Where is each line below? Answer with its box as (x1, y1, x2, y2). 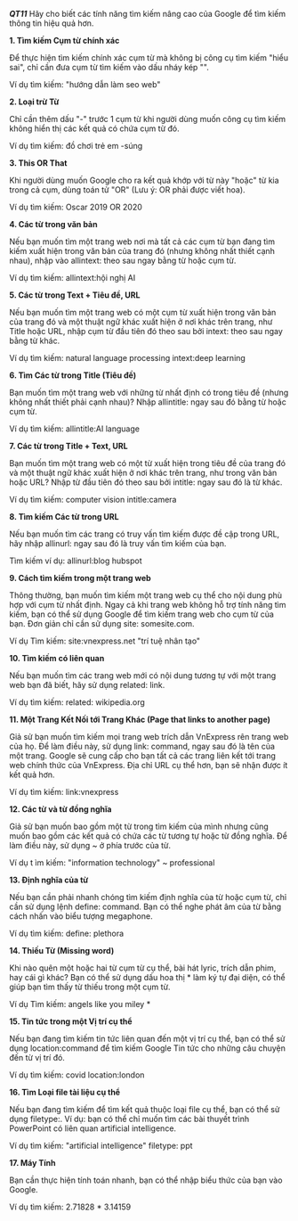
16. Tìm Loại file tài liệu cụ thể (9, 1087, 121, 1097)
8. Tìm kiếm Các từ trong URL (9, 512, 119, 521)
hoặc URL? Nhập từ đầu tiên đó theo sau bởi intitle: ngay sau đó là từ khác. (9, 477, 283, 488)
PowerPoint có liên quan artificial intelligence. (9, 1123, 176, 1134)
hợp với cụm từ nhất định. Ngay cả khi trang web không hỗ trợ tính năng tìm (9, 600, 286, 610)
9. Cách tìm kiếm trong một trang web (9, 573, 151, 583)
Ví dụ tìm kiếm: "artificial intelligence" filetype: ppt (9, 1141, 193, 1151)
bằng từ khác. (9, 335, 60, 346)
